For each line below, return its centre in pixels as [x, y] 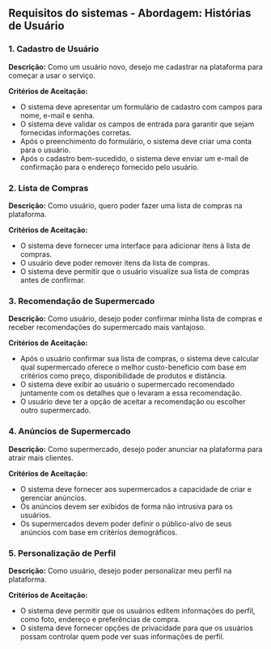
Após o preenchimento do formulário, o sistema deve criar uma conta [136, 141]
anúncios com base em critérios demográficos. [99, 532]
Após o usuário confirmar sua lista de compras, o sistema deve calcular [140, 359]
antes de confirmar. [53, 280]
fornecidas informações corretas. [76, 132]
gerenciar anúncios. [53, 497]
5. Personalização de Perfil [62, 553]
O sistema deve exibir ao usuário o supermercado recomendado [127, 385]
